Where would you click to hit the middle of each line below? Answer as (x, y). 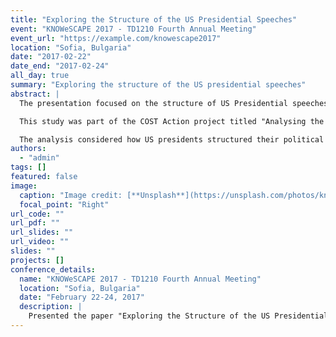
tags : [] (28, 167)
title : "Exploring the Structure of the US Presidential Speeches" (154, 19)
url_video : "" (40, 242)
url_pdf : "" (35, 223)
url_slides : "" (42, 232)
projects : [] (37, 260)
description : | (51, 307)
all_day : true (40, 76)
